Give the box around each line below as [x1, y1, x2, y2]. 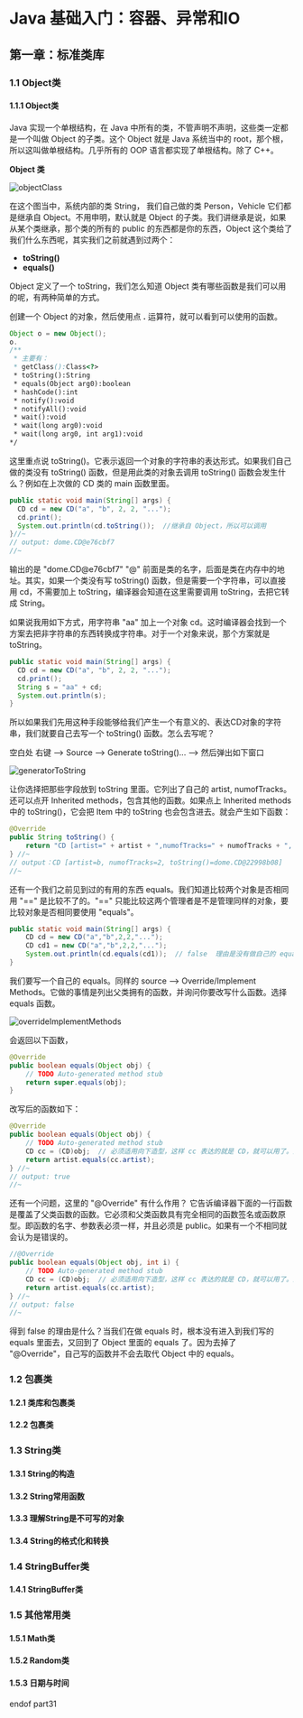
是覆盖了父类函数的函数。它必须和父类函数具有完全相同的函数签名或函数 [9, 1209, 278, 1220]
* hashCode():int [13, 387, 78, 397]
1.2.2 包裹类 [9, 1419, 54, 1430]
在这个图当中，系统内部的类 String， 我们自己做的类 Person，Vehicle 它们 [9, 200, 284, 211]
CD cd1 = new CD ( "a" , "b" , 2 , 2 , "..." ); [25, 941, 168, 950]
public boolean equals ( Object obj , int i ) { [9, 1258, 179, 1268]
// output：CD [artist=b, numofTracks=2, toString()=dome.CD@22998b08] [9, 858, 283, 867]
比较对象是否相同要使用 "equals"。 [9, 906, 139, 917]
